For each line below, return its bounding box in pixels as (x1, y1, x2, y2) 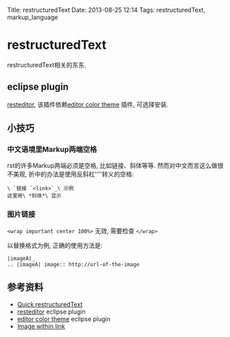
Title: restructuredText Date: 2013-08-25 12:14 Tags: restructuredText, (7, 6, 206, 14)
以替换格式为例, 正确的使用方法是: (7, 241, 103, 250)
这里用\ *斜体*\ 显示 (7, 193, 62, 199)
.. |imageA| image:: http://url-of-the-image (7, 261, 139, 268)
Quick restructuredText (16, 300, 83, 308)
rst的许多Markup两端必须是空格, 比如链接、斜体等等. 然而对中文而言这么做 (7, 162, 218, 170)
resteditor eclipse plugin (16, 307, 86, 316)
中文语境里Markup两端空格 (7, 144, 97, 154)
